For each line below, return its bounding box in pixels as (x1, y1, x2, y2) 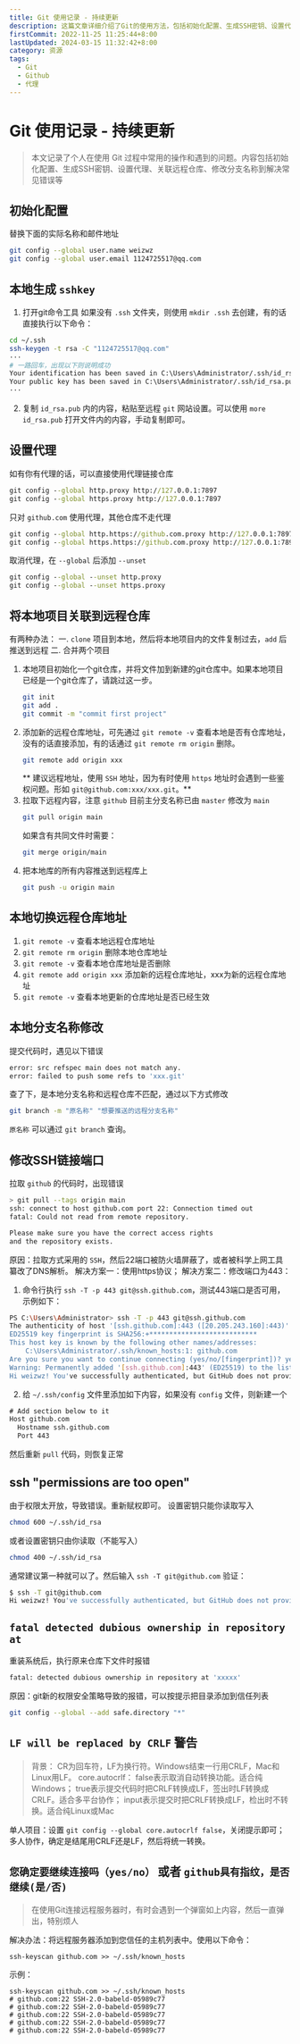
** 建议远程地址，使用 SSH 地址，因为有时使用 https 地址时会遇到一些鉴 (21, 773, 285, 783)
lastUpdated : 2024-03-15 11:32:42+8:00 (9, 38, 158, 47)
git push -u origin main (21, 884, 115, 892)
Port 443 (17, 1431, 50, 1441)
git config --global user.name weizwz (9, 247, 154, 255)
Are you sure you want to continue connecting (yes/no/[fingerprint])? (9, 1354, 281, 1363)
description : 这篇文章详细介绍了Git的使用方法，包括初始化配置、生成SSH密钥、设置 (9, 21, 285, 30)
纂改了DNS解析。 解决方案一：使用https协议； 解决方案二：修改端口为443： (9, 1265, 291, 1276)
